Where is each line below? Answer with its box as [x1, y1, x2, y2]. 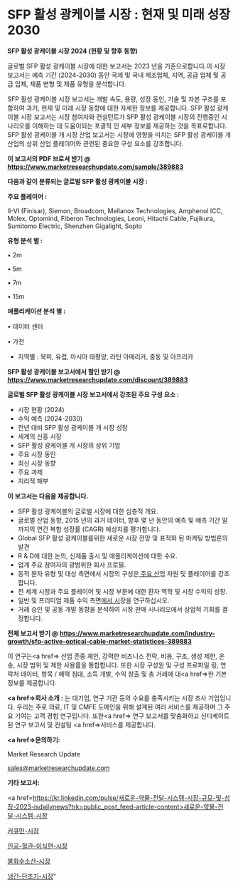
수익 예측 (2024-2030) [17, 414, 83, 423]
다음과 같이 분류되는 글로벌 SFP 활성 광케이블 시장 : [7, 177, 148, 185]
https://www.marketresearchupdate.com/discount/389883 [7, 375, 188, 384]
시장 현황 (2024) [17, 405, 65, 414]
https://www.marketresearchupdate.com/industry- [59, 629, 215, 637]
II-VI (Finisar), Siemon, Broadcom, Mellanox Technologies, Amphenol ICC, [7, 206, 223, 215]
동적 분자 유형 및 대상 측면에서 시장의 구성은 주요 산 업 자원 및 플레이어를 [17, 569, 217, 578]
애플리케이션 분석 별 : [7, 307, 66, 315]
